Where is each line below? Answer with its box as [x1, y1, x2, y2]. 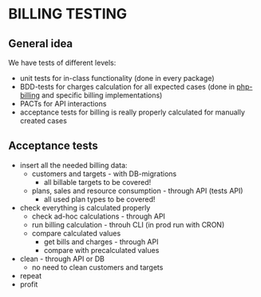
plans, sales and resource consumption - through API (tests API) [31, 186, 243, 195]
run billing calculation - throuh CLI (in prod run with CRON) [31, 219, 225, 229]
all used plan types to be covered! [43, 194, 156, 204]
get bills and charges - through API [43, 237, 159, 247]
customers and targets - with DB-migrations [31, 169, 177, 179]
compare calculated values [31, 228, 121, 238]
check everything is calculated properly [19, 203, 151, 212]
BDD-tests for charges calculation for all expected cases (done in [19, 82, 235, 91]
